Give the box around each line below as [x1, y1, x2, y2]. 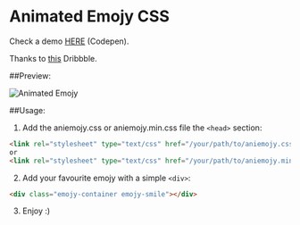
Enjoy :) [21, 205, 51, 216]
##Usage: [9, 104, 46, 115]
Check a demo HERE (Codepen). [9, 36, 129, 46]
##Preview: [9, 70, 52, 81]
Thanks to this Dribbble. [9, 53, 98, 63]
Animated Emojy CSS [9, 6, 170, 27]
